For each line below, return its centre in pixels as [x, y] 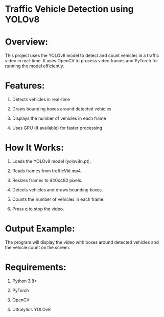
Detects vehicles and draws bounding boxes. [58, 190]
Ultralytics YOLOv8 [31, 309]
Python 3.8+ [25, 281]
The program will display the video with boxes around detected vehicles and [82, 242]
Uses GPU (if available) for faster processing [57, 128]
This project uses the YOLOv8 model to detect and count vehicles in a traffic [82, 55]
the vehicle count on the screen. [37, 247]
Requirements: [36, 267]
